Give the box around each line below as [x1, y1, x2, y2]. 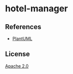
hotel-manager [5, 3, 68, 14]
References [5, 23, 41, 31]
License [5, 50, 30, 58]
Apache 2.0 [5, 63, 29, 69]
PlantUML [12, 36, 33, 41]
